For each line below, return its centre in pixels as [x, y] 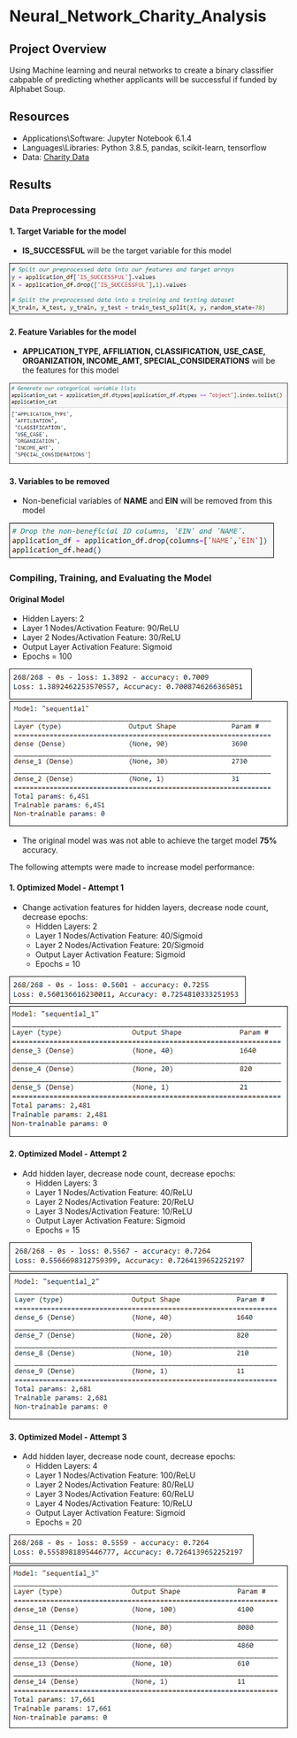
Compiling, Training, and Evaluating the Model [110, 578]
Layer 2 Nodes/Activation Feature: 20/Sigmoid [120, 945]
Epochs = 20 [58, 1522]
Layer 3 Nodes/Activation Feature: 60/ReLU [114, 1495]
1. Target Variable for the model [68, 231]
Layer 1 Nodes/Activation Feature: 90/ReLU [100, 628]
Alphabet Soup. [38, 89]
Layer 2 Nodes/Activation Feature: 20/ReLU [114, 1202]
